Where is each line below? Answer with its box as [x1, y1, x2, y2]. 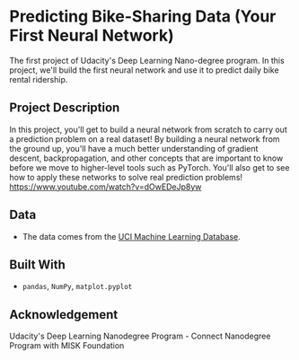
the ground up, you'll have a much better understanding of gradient [9, 143, 259, 154]
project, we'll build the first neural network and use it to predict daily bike [9, 65, 280, 75]
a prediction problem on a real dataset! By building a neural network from [9, 133, 280, 145]
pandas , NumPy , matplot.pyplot [22, 281, 133, 292]
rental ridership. [9, 74, 68, 84]
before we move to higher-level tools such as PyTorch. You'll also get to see [9, 162, 290, 172]
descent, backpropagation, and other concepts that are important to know [9, 153, 284, 163]
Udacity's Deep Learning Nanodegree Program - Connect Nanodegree [9, 330, 271, 342]
